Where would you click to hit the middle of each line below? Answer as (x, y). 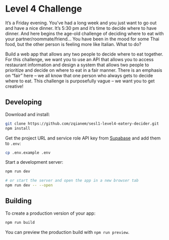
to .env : (13, 143)
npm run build (20, 222)
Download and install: (28, 114)
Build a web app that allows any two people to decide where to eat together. (84, 54)
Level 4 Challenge (44, 9)
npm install (18, 128)
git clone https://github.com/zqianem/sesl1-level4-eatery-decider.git (82, 124)
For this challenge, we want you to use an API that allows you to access (79, 59)
